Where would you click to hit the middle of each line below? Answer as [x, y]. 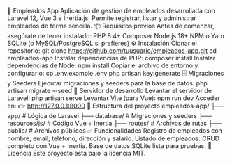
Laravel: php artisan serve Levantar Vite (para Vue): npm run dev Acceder [114, 98]
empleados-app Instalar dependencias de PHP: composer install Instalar [111, 58]
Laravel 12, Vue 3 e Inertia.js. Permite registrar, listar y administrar [102, 18]
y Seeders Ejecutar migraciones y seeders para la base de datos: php [107, 83]
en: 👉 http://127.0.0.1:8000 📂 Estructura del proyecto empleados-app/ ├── [116, 106]
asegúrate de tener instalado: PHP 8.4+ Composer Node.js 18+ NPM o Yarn [116, 36]
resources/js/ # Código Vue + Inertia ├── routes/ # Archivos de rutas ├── [115, 123]
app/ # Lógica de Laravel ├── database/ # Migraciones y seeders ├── [109, 116]
